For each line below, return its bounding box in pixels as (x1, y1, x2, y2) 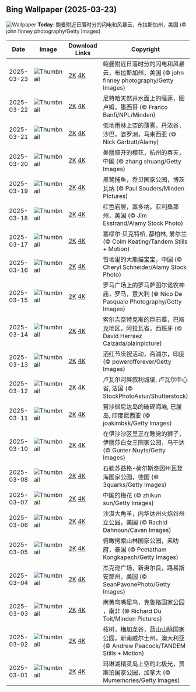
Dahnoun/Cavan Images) (103, 526, 171, 534)
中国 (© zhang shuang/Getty (103, 157, 182, 165)
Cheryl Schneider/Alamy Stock (103, 263, 187, 271)
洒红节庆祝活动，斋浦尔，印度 (103, 350, 185, 358)
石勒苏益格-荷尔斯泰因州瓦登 (103, 464, 183, 472)
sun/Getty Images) (103, 499, 155, 507)
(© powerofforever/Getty (103, 357, 171, 366)
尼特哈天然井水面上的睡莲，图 (103, 94, 185, 102)
